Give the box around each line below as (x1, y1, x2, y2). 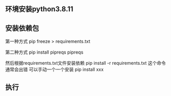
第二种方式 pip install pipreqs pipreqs (5, 49, 84, 55)
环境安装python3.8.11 (5, 5, 74, 14)
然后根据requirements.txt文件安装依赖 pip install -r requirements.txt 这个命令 (5, 60, 166, 66)
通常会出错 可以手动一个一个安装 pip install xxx (5, 66, 104, 73)
